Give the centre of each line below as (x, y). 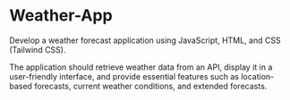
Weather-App (61, 16)
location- (258, 76)
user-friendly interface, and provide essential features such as (124, 76)
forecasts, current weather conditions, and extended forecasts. (151, 86)
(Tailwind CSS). (38, 49)
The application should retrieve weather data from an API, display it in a (141, 67)
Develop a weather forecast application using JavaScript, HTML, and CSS (145, 40)
